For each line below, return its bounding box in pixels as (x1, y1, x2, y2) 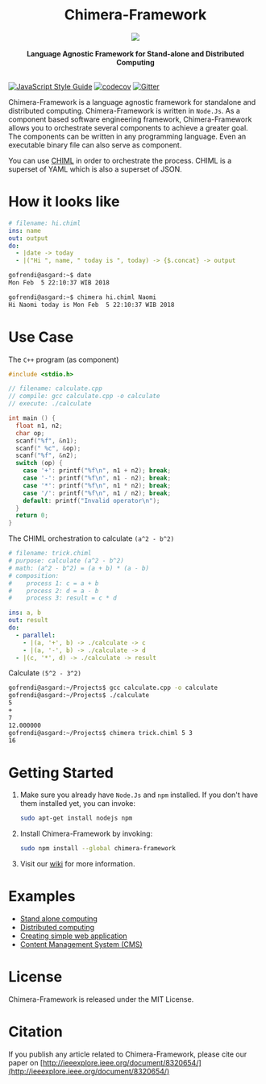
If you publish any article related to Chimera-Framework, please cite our (8, 1049, 247, 1059)
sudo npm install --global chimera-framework (19, 845, 176, 853)
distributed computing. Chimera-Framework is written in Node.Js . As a (8, 106, 240, 115)
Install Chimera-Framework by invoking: (19, 829, 153, 839)
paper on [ (8, 1057, 44, 1067)
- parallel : (15, 631, 56, 639)
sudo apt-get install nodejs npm (19, 814, 133, 823)
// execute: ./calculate (8, 400, 92, 408)
